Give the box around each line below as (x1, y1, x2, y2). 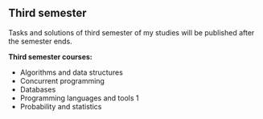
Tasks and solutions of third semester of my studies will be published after (8, 27, 255, 37)
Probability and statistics (19, 101, 102, 111)
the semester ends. (8, 36, 72, 46)
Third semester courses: (8, 51, 92, 61)
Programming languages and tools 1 (19, 92, 139, 103)
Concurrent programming (19, 76, 105, 85)
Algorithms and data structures (19, 68, 123, 77)
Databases (19, 84, 56, 94)
